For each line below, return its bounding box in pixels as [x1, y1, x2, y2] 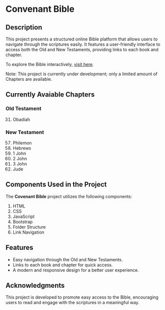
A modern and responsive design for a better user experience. [12, 267, 139, 273]
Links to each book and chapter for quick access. [12, 262, 113, 268]
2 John [12, 155, 27, 161]
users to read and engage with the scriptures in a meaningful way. [5, 300, 139, 306]
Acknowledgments [5, 281, 65, 289]
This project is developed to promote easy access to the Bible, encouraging [5, 294, 159, 300]
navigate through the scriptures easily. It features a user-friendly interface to [5, 41, 161, 47]
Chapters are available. [5, 76, 53, 82]
